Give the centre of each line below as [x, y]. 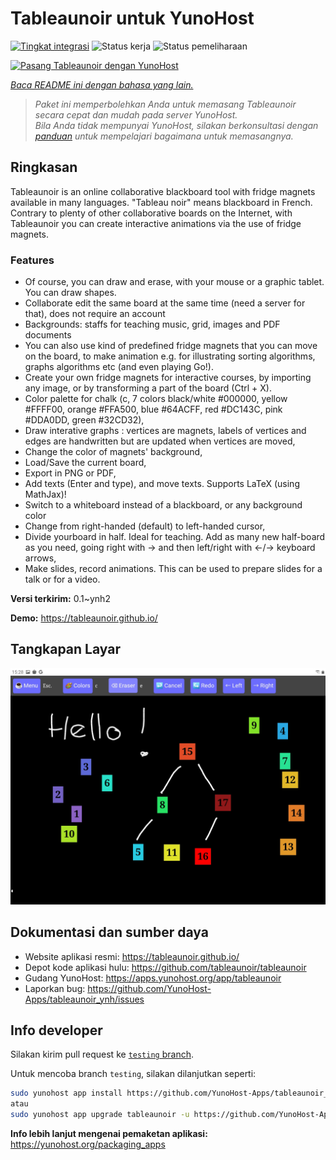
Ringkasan [44, 167]
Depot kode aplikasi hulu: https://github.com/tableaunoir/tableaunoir [165, 967]
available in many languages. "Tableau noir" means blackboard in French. [161, 202]
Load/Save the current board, [85, 463]
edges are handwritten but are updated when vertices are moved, [160, 441]
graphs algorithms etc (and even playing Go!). [119, 367]
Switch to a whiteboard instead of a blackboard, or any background [163, 505]
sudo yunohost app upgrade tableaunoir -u [100, 1115]
